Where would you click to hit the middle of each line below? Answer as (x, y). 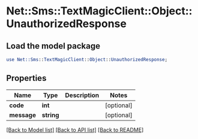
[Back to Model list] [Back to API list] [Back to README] (75, 129)
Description (82, 95)
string (50, 115)
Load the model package (53, 46)
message (22, 115)
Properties (26, 78)
